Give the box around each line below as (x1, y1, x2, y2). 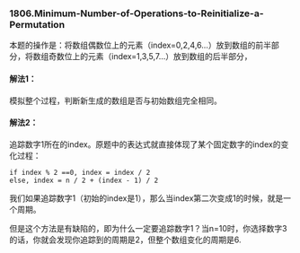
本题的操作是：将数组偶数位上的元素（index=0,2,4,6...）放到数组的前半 (9, 39, 272, 51)
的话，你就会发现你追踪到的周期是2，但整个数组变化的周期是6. (9, 234, 242, 245)
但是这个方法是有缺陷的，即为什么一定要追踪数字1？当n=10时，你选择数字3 (9, 222, 287, 233)
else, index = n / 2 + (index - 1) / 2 (9, 176, 159, 185)
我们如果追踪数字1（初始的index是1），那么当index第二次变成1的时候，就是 (9, 192, 284, 204)
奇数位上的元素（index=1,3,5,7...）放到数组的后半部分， (48, 51, 253, 62)
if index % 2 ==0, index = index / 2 (9, 168, 151, 177)
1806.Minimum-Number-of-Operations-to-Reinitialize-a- (9, 7, 264, 20)
